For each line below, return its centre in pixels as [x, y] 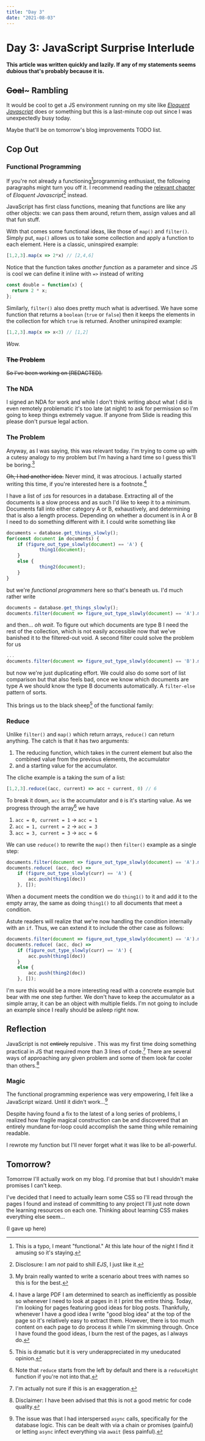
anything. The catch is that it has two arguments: [68, 741]
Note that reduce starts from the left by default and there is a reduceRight [107, 1370]
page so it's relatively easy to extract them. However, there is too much [104, 1320]
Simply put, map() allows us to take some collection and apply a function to [100, 238]
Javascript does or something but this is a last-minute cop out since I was [99, 112]
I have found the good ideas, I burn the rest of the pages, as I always [101, 1333]
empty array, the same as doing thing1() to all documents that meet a [94, 903]
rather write [21, 597]
